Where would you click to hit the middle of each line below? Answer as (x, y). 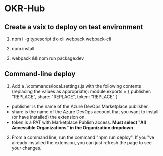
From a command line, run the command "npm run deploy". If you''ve (83, 137)
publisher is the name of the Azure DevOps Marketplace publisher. (80, 106)
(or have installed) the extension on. (49, 117)
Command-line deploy (40, 74)
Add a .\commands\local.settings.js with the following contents (76, 86)
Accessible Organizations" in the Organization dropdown (72, 127)
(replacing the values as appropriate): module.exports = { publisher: (81, 91)
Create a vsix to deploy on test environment (74, 27)
